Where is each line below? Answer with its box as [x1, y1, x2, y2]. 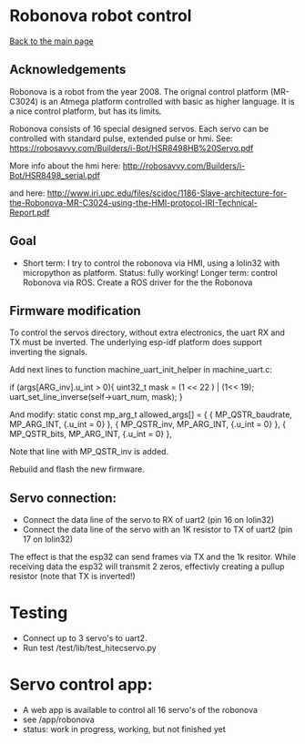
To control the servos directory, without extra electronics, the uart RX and [9, 327, 285, 338]
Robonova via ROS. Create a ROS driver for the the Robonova [22, 277, 253, 288]
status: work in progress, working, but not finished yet [22, 724, 226, 735]
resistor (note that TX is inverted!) [9, 571, 137, 582]
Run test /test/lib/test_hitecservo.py [22, 643, 157, 654]
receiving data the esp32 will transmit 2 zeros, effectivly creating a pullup [9, 561, 285, 572]
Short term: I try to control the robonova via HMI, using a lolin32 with [22, 257, 280, 269]
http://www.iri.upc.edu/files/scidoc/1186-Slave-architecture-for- [46, 188, 288, 199]
